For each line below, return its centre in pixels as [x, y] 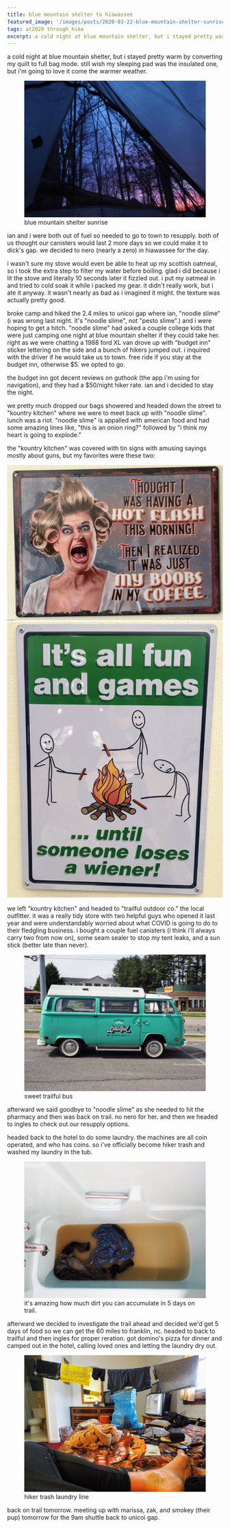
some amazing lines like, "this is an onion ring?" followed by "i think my [107, 428]
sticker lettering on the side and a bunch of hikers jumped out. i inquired [108, 350]
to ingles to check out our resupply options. [68, 1124]
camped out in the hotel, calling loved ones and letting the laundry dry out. [112, 1346]
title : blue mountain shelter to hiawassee [70, 14]
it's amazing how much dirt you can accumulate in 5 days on [110, 1303]
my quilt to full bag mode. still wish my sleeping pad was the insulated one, [113, 64]
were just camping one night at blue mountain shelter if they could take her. [114, 335]
